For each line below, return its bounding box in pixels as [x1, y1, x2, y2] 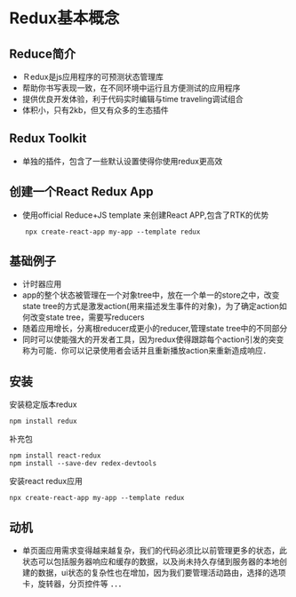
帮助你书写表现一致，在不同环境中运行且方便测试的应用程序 [21, 83, 241, 93]
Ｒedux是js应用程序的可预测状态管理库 [21, 72, 164, 82]
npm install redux [9, 417, 77, 426]
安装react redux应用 [9, 476, 83, 487]
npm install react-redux [9, 451, 101, 460]
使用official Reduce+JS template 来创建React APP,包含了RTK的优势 [21, 210, 269, 220]
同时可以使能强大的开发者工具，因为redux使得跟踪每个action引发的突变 [21, 334, 284, 345]
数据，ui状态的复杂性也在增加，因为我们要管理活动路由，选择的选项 [37, 568, 286, 578]
